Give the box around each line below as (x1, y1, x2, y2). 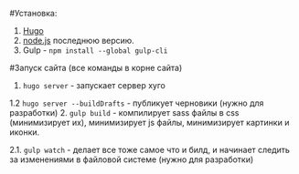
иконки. (9, 127, 40, 138)
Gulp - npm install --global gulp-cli (22, 45, 168, 56)
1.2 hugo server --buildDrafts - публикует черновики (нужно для (9, 97, 264, 108)
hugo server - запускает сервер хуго (22, 80, 166, 90)
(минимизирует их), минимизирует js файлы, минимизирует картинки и (9, 118, 290, 128)
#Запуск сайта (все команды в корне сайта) (9, 63, 183, 73)
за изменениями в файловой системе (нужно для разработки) (9, 154, 254, 165)
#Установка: (9, 8, 58, 18)
